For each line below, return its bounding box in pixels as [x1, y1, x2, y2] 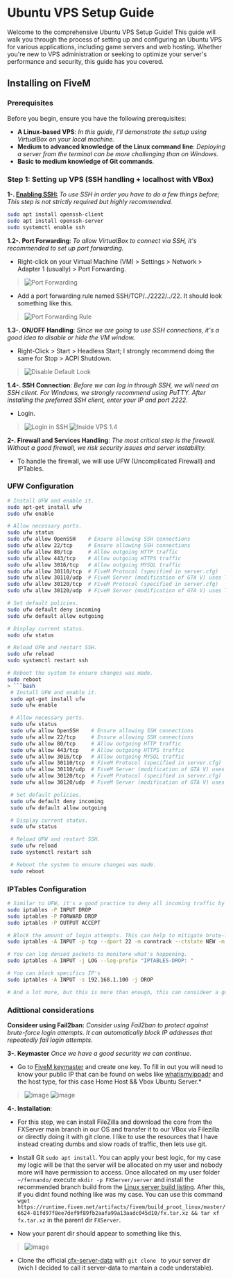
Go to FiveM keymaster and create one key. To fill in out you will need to [17, 1062, 223, 1070]
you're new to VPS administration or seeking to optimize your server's [7, 50, 207, 58]
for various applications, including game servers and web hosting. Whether [7, 42, 222, 51]
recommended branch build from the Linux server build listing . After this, [17, 1182, 225, 1191]
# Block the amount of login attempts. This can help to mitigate [7, 932, 203, 939]
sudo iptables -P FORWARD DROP [7, 913, 98, 920]
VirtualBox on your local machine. [17, 135, 114, 143]
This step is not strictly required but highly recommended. [7, 197, 173, 205]
